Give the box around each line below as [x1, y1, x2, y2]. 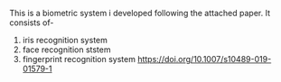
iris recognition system [22, 35, 108, 45]
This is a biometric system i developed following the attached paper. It [9, 8, 271, 18]
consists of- [9, 17, 54, 28]
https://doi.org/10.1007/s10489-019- [136, 54, 272, 64]
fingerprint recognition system [22, 54, 136, 64]
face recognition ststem [22, 44, 111, 55]
